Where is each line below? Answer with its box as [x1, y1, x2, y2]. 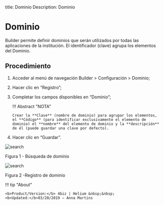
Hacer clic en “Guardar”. [12, 134, 62, 140]
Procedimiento [5, 62, 51, 70]
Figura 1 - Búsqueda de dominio [5, 153, 70, 159]
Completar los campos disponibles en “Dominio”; [12, 94, 111, 100]
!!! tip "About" [5, 182, 32, 187]
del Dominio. [5, 47, 31, 53]
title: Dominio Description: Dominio [5, 4, 75, 10]
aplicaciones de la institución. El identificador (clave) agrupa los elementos [5, 43, 156, 48]
